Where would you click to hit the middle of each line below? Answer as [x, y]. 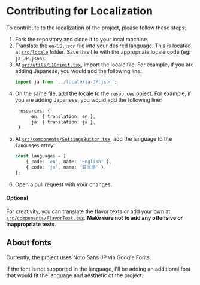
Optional [17, 198]
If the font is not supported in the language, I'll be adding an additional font [98, 269]
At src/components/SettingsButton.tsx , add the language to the [93, 139]
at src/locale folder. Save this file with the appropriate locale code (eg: [103, 51]
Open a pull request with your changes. [63, 184]
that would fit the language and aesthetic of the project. [75, 275]
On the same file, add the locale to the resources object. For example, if [103, 93]
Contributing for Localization [80, 11]
